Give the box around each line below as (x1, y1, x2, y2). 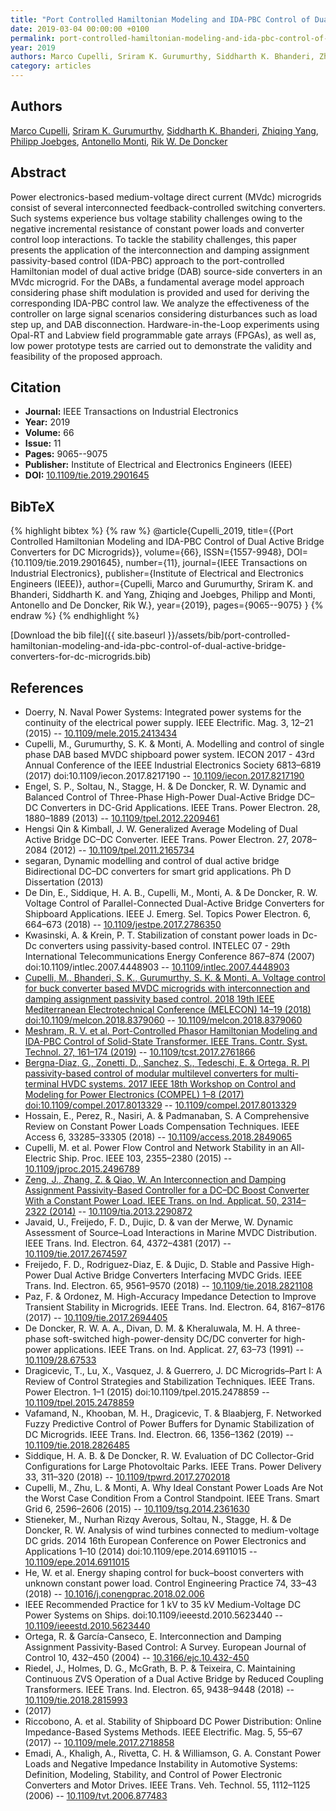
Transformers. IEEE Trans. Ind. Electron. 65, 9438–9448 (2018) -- (24, 1684, 295, 1696)
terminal (24, 1078, 60, 1090)
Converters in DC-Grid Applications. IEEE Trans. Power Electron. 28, (40, 802, 321, 814)
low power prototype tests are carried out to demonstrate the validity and (10, 339, 313, 351)
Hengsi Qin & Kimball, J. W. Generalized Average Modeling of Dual (24, 823, 298, 835)
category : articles (10, 61, 92, 71)
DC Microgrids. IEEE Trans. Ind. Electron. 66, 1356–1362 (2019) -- (24, 1429, 295, 1441)
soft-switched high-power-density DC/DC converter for (52, 1333, 282, 1345)
